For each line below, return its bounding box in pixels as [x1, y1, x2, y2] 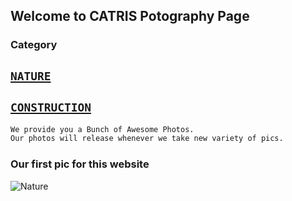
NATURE [10, 69, 52, 83]
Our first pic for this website [10, 157, 150, 171]
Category [10, 38, 58, 52]
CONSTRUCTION [10, 100, 92, 115]
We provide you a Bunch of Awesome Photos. [10, 124, 195, 134]
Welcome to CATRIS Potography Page [10, 8, 250, 25]
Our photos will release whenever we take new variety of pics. [10, 134, 284, 144]
